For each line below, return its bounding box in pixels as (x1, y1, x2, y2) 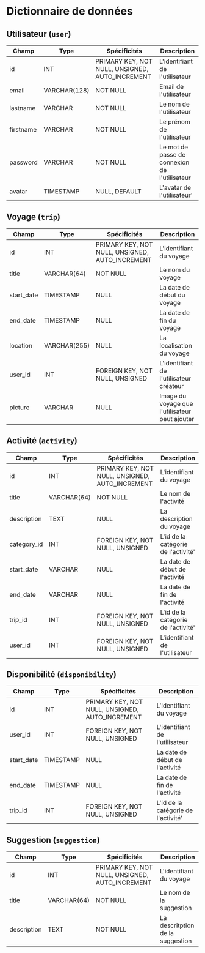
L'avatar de (159, 184, 191, 192)
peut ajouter (159, 414, 195, 423)
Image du (159, 392, 187, 400)
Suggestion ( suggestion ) (6, 834, 101, 845)
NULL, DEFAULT (95, 187, 142, 195)
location (9, 341, 32, 349)
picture (9, 403, 30, 411)
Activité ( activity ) (6, 436, 77, 446)
